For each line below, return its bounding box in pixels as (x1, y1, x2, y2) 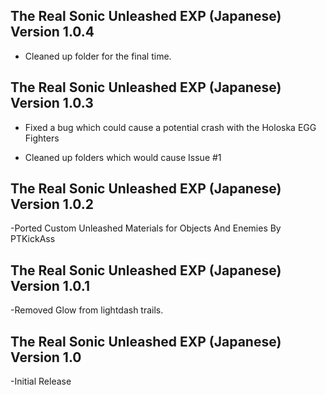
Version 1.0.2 (10, 196, 95, 213)
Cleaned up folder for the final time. (24, 50, 172, 62)
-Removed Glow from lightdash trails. (10, 304, 164, 316)
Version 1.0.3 (10, 95, 94, 112)
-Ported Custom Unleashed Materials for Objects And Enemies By (10, 222, 282, 234)
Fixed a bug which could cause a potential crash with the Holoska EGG (24, 121, 317, 133)
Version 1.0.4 (10, 24, 95, 41)
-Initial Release (10, 375, 72, 388)
